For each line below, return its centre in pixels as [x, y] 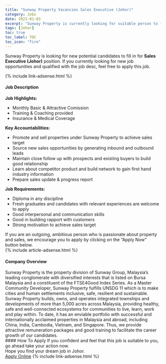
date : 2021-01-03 [23, 19]
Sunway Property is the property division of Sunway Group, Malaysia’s [77, 273]
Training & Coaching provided [42, 113]
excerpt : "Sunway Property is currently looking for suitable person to [82, 23]
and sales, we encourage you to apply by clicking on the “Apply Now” [76, 240]
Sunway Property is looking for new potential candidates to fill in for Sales [81, 56]
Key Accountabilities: [28, 128]
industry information [33, 174]
